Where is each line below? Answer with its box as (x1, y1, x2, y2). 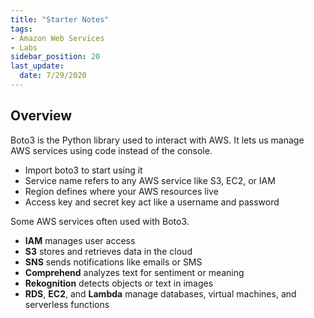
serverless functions (24, 298, 110, 310)
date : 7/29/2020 (19, 71, 87, 81)
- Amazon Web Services (10, 33, 105, 43)
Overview (10, 107, 73, 125)
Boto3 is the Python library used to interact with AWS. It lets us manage (10, 134, 305, 146)
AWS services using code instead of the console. (10, 144, 213, 156)
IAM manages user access (24, 234, 136, 246)
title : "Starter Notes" (10, 14, 110, 25)
